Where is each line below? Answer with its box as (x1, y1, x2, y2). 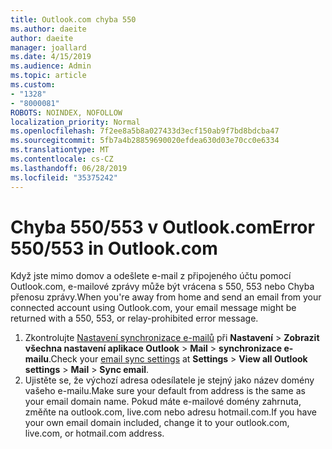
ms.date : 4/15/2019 (10, 52, 92, 62)
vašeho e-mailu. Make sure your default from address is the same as (24, 385, 306, 397)
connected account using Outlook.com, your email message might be (10, 302, 297, 314)
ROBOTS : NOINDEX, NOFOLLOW (10, 107, 123, 118)
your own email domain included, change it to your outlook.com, (24, 417, 290, 429)
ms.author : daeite (10, 24, 87, 34)
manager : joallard (10, 42, 87, 53)
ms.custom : (10, 80, 56, 90)
